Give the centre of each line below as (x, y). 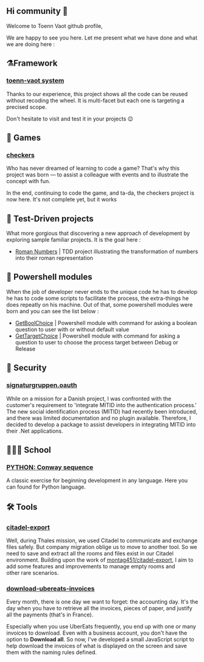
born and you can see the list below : (53, 311)
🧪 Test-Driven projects (50, 219)
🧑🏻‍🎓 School (29, 450)
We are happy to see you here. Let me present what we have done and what (102, 38)
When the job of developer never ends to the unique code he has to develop (102, 291)
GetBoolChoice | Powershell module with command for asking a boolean (106, 322)
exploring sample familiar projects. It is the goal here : (74, 240)
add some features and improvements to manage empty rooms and (91, 566)
